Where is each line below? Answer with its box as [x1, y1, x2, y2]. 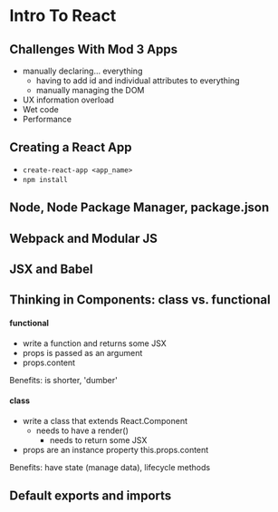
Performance [22, 114, 72, 124]
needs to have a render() [35, 425, 129, 436]
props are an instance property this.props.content [22, 444, 209, 455]
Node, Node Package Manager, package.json [9, 200, 270, 216]
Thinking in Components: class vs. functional [9, 292, 271, 308]
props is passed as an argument [22, 347, 143, 358]
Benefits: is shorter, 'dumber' [9, 374, 118, 385]
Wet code [22, 104, 59, 114]
